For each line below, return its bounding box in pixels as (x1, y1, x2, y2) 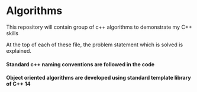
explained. (6, 47, 31, 54)
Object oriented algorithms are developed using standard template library (6, 74, 191, 81)
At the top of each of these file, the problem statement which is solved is (6, 41, 183, 48)
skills (6, 29, 19, 36)
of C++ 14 (6, 80, 31, 87)
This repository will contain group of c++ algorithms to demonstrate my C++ (6, 23, 192, 30)
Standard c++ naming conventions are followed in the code (6, 60, 155, 68)
